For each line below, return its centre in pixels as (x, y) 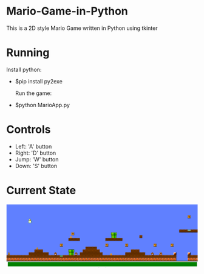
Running (28, 53)
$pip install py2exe (39, 81)
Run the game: (33, 93)
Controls (29, 130)
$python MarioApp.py (42, 105)
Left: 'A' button (33, 146)
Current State (41, 191)
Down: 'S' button (36, 166)
